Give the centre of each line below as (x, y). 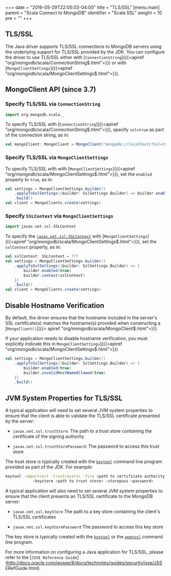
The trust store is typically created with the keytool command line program (84, 462)
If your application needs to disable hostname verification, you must (76, 339)
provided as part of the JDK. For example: (49, 467)
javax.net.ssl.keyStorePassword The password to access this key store (88, 527)
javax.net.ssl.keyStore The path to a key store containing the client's (86, 511)
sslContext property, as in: (33, 247)
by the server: (20, 421)
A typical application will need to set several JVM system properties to (79, 410)
